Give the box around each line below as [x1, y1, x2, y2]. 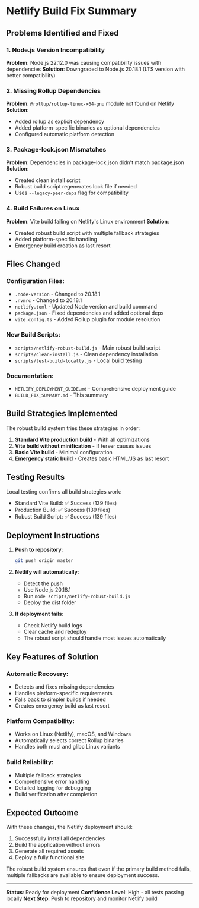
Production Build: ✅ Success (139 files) [14, 506, 111, 513]
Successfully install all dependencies [14, 835, 105, 842]
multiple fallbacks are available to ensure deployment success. [6, 872, 159, 879]
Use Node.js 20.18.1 [23, 586, 71, 593]
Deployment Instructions [6, 530, 100, 541]
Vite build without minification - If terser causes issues [14, 442, 152, 450]
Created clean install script [14, 177, 81, 184]
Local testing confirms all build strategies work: [6, 488, 122, 495]
